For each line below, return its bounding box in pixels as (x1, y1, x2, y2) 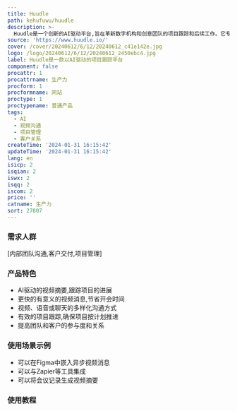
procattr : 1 (7, 69, 42, 76)
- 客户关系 (13, 135, 42, 142)
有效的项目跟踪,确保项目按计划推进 (17, 312, 119, 321)
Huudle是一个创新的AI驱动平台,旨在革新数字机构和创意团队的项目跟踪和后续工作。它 (13, 30, 226, 37)
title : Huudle (7, 10, 49, 18)
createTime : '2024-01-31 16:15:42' (7, 142, 112, 149)
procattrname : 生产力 (7, 76, 68, 83)
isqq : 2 (7, 181, 30, 188)
